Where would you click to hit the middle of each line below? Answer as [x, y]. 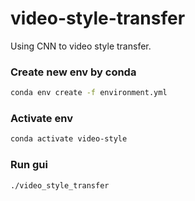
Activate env [41, 119]
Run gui [29, 165]
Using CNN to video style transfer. [81, 46]
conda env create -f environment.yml [89, 93]
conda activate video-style [69, 139]
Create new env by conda [73, 72]
